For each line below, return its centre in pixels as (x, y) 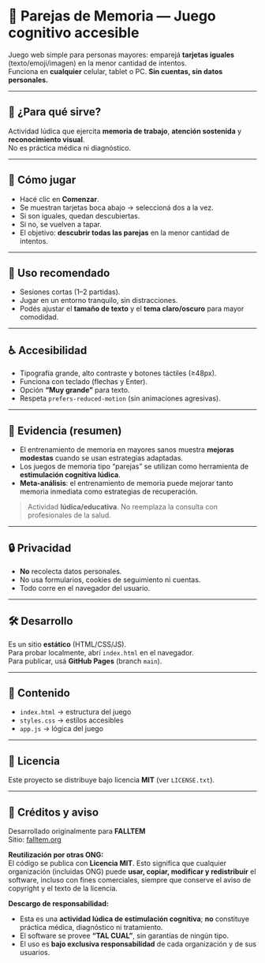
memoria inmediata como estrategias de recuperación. (108, 491)
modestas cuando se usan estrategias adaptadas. (101, 458)
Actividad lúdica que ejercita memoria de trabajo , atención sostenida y (125, 131)
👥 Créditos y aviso (54, 812)
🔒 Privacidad (40, 549)
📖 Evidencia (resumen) (65, 430)
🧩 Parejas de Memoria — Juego (112, 16)
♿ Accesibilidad (48, 350)
